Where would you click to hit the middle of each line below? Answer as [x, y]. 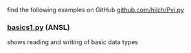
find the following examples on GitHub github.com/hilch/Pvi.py [95, 10]
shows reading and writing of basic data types [73, 42]
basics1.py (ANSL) [38, 27]
